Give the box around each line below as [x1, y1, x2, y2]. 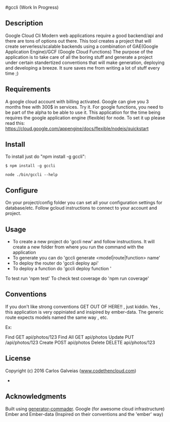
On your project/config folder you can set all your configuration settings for [5, 200, 162, 206]
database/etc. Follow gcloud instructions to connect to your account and [5, 205, 157, 211]
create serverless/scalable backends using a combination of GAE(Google [5, 43, 158, 49]
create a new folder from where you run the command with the [12, 244, 144, 250]
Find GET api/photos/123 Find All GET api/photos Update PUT [5, 334, 134, 340]
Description [5, 19, 43, 27]
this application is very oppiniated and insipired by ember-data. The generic [5, 309, 164, 315]
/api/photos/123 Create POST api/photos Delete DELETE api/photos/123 [5, 339, 155, 345]
